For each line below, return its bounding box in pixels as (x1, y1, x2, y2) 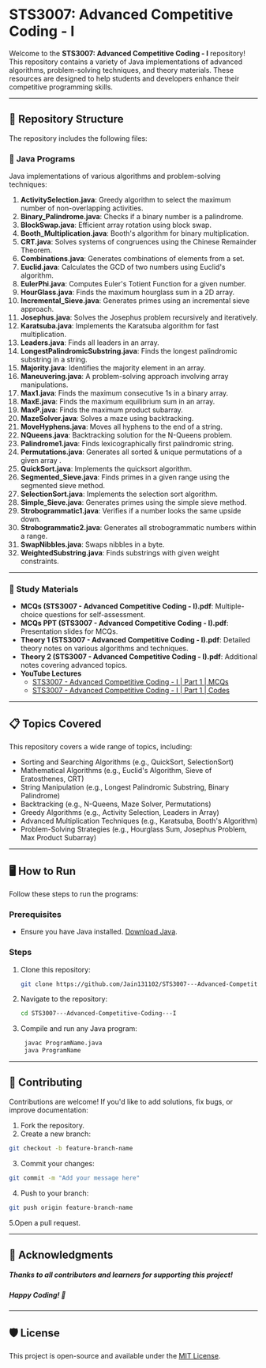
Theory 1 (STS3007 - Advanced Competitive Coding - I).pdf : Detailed (20, 635, 251, 645)
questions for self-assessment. (43, 610, 145, 620)
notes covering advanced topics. (20, 661, 128, 670)
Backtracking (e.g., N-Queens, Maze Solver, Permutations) (20, 799, 212, 809)
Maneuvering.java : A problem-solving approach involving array (20, 372, 229, 381)
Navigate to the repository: (20, 995, 108, 1004)
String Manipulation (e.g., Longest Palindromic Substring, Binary (20, 783, 230, 792)
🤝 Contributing (9, 1076, 83, 1089)
